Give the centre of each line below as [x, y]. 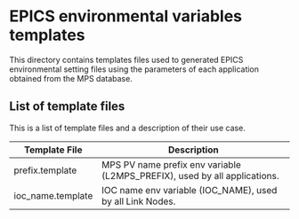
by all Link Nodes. [139, 201]
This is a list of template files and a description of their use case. [128, 128]
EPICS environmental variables [126, 16]
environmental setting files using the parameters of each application [134, 69]
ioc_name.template [53, 195]
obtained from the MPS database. [71, 78]
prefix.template [45, 170]
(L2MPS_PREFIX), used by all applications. [190, 176]
